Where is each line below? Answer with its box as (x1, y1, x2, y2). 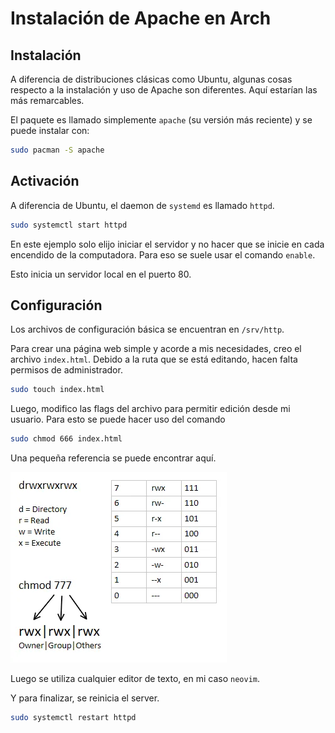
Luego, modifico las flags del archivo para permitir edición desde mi (10, 403, 291, 415)
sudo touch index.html (10, 385, 105, 395)
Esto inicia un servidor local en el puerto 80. (10, 268, 192, 280)
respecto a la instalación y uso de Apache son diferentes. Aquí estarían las (10, 84, 318, 96)
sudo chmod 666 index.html (10, 434, 123, 444)
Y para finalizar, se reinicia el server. (10, 692, 160, 704)
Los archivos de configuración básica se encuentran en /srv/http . (10, 323, 285, 336)
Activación (10, 173, 80, 190)
